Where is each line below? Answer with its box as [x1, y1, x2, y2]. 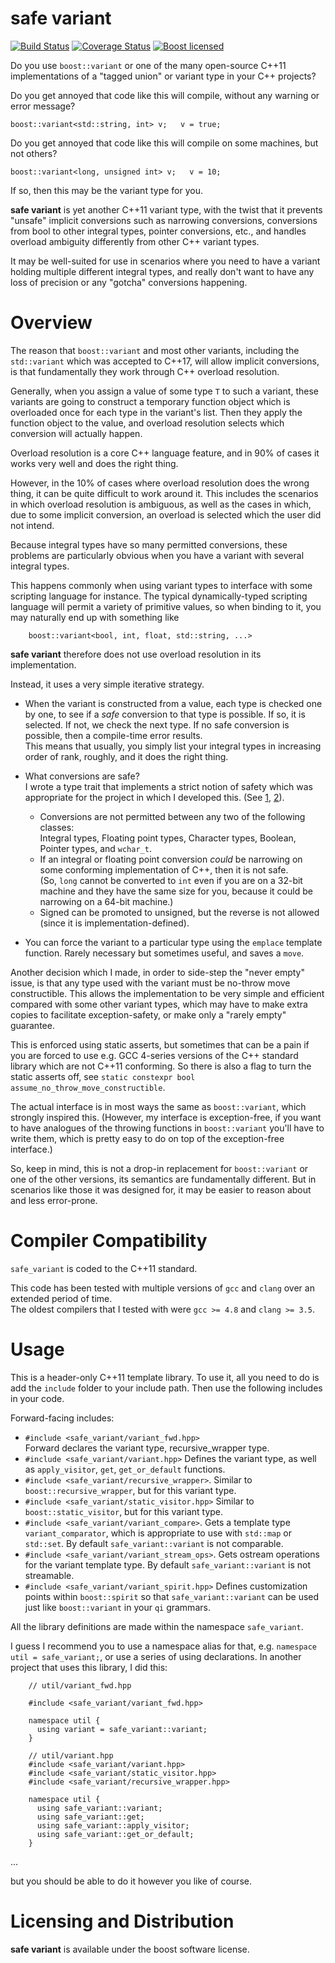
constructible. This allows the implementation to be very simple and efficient [10, 987, 325, 999]
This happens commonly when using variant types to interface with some [10, 579, 313, 591]
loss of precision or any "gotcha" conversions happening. [10, 276, 248, 288]
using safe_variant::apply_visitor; [36, 1820, 190, 1831]
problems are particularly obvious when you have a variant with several [10, 549, 305, 561]
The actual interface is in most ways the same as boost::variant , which [10, 1100, 307, 1112]
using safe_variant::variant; [36, 1803, 163, 1813]
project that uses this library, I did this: [10, 1661, 168, 1673]
